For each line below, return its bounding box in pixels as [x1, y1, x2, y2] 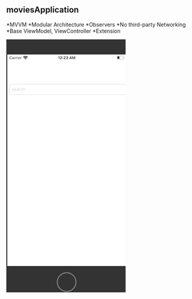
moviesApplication [6, 5, 79, 15]
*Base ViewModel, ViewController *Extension [6, 27, 121, 34]
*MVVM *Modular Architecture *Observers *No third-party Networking [6, 21, 186, 28]
